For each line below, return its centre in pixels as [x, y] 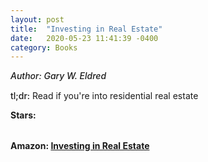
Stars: [23, 115]
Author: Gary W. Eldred [58, 76]
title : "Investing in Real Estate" [86, 29]
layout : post [37, 19]
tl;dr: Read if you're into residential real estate [104, 96]
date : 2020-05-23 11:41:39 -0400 [84, 38]
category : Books [44, 47]
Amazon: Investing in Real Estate [80, 146]
